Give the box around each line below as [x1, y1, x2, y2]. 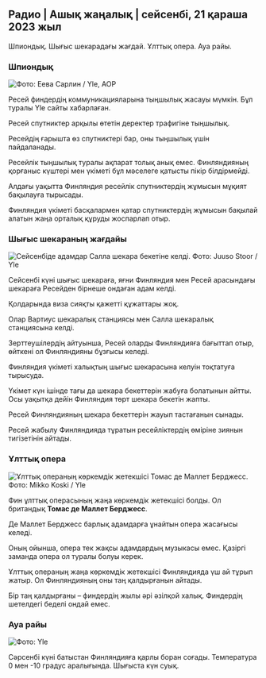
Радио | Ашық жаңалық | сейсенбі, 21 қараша [8, 8, 249, 21]
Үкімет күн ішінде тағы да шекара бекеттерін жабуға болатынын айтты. [8, 386, 252, 395]
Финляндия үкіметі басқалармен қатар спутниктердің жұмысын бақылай [8, 206, 258, 215]
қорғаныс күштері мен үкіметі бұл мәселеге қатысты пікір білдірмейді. [8, 166, 250, 175]
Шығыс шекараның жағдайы [8, 233, 127, 245]
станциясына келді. [8, 323, 75, 333]
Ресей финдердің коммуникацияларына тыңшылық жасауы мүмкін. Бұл [8, 94, 253, 104]
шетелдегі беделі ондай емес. [8, 599, 111, 608]
